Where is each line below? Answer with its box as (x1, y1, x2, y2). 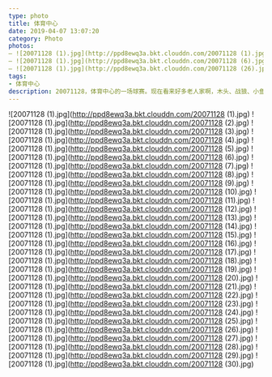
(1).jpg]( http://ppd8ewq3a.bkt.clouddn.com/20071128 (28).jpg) (44, 342, 254, 352)
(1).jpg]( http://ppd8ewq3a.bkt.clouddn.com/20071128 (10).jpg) (44, 187, 253, 197)
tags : (8, 72, 27, 80)
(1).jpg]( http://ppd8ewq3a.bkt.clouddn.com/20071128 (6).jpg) (44, 152, 249, 162)
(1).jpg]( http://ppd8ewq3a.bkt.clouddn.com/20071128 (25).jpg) (44, 316, 254, 326)
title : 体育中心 (8, 19, 58, 28)
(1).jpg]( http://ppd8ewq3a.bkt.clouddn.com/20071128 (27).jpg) (44, 333, 253, 343)
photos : (8, 42, 35, 50)
